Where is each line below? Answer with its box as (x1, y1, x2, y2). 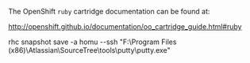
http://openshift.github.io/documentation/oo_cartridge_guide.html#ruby (8, 22, 242, 31)
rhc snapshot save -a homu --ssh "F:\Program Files (8, 37, 177, 46)
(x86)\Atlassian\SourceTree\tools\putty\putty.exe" (8, 46, 171, 54)
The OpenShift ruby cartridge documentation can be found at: (8, 7, 210, 16)
